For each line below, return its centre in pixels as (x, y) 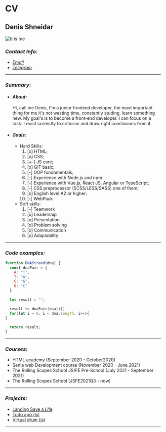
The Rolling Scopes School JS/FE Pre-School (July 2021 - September (83, 370)
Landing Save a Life (32, 409)
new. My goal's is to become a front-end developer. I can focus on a (82, 118)
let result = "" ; (27, 300)
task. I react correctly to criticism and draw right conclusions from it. (82, 124)
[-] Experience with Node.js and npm (64, 177)
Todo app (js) (26, 414)
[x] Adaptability (42, 235)
